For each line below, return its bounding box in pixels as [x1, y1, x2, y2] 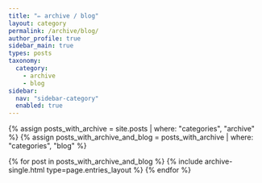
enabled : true [15, 102, 63, 110]
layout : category [8, 19, 67, 27]
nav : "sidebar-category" [15, 94, 99, 102]
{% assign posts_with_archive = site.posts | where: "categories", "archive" [8, 124, 256, 134]
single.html [8, 165, 45, 175]
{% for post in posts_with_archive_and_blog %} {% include [8, 156, 203, 166]
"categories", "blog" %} [8, 141, 87, 151]
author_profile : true [8, 34, 81, 43]
